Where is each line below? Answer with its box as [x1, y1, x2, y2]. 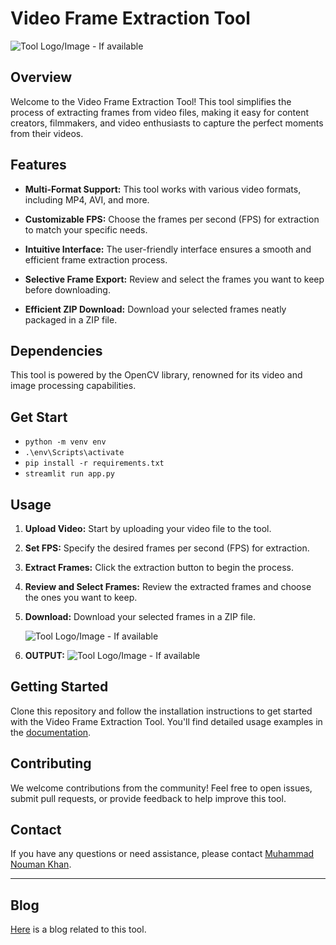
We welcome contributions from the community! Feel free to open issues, [10, 782, 313, 794]
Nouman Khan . [10, 858, 72, 871]
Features [10, 157, 67, 174]
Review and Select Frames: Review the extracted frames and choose [24, 581, 312, 592]
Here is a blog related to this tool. [10, 923, 147, 936]
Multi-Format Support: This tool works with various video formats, [24, 183, 302, 195]
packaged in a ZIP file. [24, 313, 118, 326]
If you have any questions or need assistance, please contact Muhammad [10, 848, 315, 860]
